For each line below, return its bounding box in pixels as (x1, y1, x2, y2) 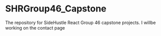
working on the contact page (5, 24, 65, 30)
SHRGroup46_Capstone (5, 3, 107, 14)
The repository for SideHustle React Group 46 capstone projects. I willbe (5, 19, 156, 25)
